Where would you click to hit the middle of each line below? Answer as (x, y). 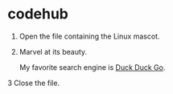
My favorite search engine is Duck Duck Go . (92, 67)
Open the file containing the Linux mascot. (89, 36)
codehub (38, 14)
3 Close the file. (34, 83)
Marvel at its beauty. (53, 51)
